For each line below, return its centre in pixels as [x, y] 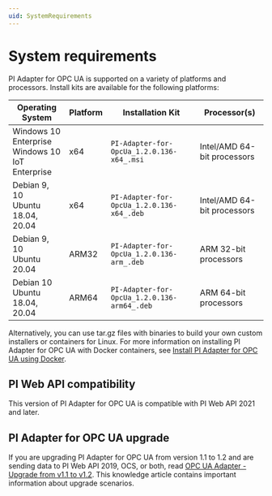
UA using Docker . [38, 359]
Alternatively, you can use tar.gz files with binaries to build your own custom [136, 333]
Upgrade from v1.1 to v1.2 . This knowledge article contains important [122, 475]
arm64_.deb [132, 306]
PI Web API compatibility [72, 384]
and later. [24, 412]
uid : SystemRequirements [50, 16]
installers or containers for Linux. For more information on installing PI [125, 341]
